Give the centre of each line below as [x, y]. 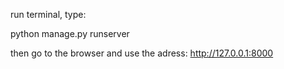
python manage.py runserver [70, 33]
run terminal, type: [48, 14]
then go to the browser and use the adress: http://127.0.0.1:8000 [142, 53]
